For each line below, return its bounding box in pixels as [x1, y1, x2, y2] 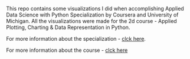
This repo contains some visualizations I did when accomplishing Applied [6, 5, 184, 12]
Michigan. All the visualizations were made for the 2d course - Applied [6, 18, 177, 24]
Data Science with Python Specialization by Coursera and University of [6, 11, 179, 18]
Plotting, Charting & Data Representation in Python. [6, 24, 130, 31]
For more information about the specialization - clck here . [6, 35, 146, 42]
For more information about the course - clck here [6, 47, 128, 54]
